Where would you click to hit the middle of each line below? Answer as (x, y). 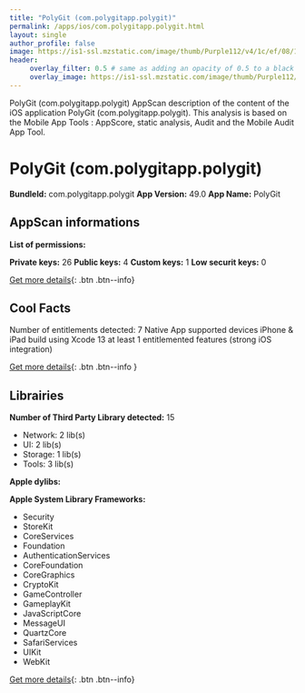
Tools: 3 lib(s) (48, 464)
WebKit (36, 662)
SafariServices (50, 643)
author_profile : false (52, 43)
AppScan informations (75, 222)
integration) (31, 349)
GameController (52, 594)
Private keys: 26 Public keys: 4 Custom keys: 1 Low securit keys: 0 (138, 262)
